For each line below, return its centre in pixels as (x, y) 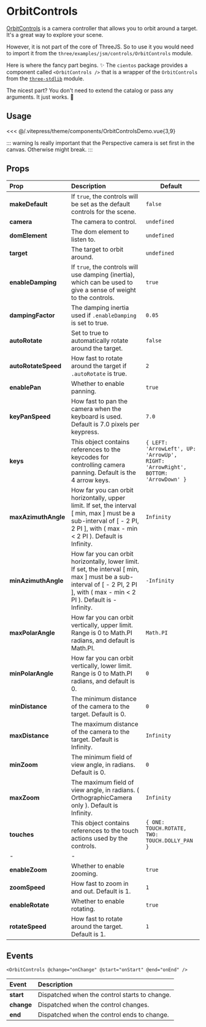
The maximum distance (105, 724)
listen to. (83, 239)
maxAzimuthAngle (37, 517)
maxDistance (29, 736)
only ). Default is (94, 805)
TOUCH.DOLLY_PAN (169, 840)
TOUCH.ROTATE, (166, 828)
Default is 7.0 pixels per (105, 424)
